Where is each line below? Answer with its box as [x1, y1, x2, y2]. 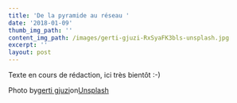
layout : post [8, 48, 52, 56]
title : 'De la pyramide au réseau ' [8, 11, 130, 20]
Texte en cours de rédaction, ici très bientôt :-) [8, 71, 161, 79]
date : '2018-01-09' [8, 19, 73, 27]
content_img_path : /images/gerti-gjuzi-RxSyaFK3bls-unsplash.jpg [8, 33, 229, 42]
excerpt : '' [8, 41, 48, 49]
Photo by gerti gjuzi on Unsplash [8, 86, 110, 95]
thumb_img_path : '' [8, 26, 73, 34]
